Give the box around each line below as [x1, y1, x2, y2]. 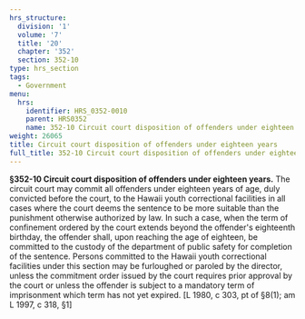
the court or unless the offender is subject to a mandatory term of [9, 279, 255, 291]
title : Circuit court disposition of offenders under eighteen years [9, 140, 279, 149]
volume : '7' [17, 30, 64, 39]
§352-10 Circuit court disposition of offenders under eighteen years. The [9, 174, 290, 184]
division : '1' [17, 22, 71, 31]
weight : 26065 [9, 132, 64, 141]
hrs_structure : [9, 13, 67, 23]
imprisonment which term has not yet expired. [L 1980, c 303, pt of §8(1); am [9, 289, 296, 300]
